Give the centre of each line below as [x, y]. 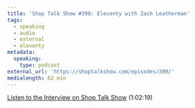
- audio [25, 33]
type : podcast [40, 65]
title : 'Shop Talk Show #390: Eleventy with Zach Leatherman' [99, 13]
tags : [15, 20]
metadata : [21, 53]
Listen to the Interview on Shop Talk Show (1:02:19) [80, 98]
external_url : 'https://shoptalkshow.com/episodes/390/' [91, 71]
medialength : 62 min [37, 78]
